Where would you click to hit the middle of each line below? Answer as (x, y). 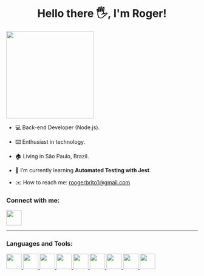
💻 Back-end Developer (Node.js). (57, 127)
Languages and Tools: (39, 244)
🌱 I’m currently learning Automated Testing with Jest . (83, 170)
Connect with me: (33, 200)
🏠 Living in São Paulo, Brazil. (52, 156)
